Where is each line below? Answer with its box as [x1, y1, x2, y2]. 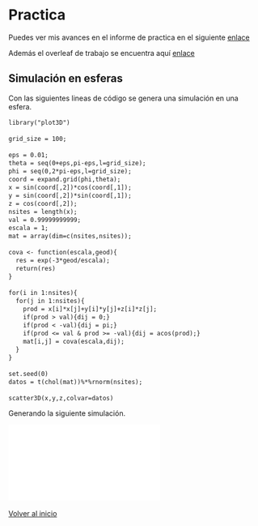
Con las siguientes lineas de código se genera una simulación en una [8, 93, 239, 103]
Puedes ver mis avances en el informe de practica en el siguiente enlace [8, 32, 251, 42]
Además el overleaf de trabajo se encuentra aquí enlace [8, 48, 196, 58]
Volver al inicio [8, 508, 57, 518]
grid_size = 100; [8, 135, 67, 143]
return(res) [15, 264, 57, 272]
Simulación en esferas [8, 71, 123, 86]
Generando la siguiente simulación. [8, 408, 126, 418]
